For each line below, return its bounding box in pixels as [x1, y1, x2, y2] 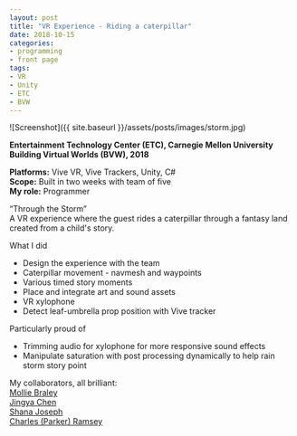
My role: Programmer [9, 186, 91, 197]
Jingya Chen [9, 397, 57, 408]
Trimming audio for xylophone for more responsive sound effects [22, 341, 266, 352]
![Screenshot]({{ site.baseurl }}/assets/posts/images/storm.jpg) [9, 122, 246, 133]
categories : [9, 38, 54, 48]
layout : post [9, 13, 59, 23]
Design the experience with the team [22, 258, 160, 269]
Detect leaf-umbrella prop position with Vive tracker [22, 306, 216, 317]
